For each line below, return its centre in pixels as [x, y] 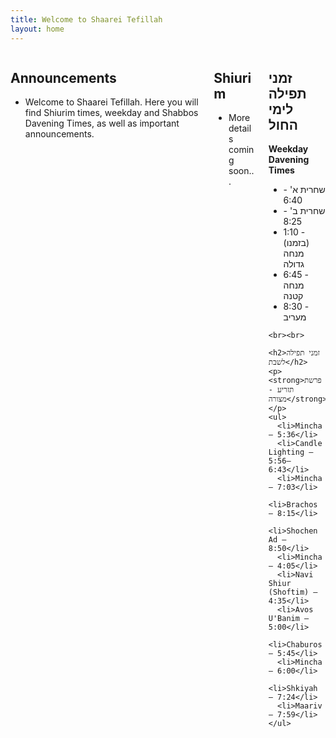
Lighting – [291, 452]
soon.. [241, 171]
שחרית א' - [304, 190]
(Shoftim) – [293, 592]
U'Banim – [289, 619]
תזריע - [281, 390]
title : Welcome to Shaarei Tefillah [86, 19]
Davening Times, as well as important [102, 123]
